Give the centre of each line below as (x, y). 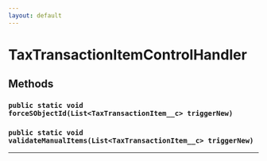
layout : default (35, 15)
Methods (31, 84)
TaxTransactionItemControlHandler (128, 54)
